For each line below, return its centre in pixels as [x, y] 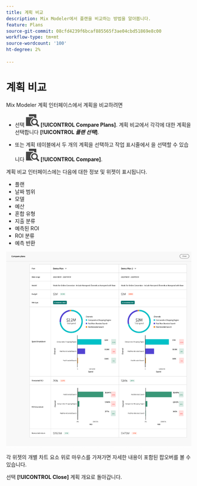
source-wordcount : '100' [36, 43]
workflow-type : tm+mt [33, 37]
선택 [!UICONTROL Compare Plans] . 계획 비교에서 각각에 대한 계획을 [103, 125]
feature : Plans [25, 25]
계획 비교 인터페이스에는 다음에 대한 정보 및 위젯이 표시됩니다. [77, 172]
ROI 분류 [24, 236]
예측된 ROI [27, 228]
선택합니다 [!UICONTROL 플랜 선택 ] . [57, 132]
